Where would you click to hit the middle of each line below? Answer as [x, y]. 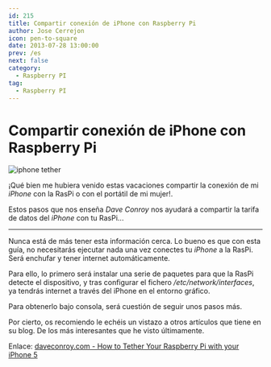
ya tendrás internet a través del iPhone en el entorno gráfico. [109, 291]
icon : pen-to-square [43, 38]
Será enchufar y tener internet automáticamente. [90, 258]
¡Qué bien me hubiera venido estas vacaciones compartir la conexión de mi [134, 185]
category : [25, 68]
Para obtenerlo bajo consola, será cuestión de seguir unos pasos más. [125, 307]
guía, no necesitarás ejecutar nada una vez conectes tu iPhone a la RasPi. [131, 249]
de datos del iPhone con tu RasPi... [66, 218]
